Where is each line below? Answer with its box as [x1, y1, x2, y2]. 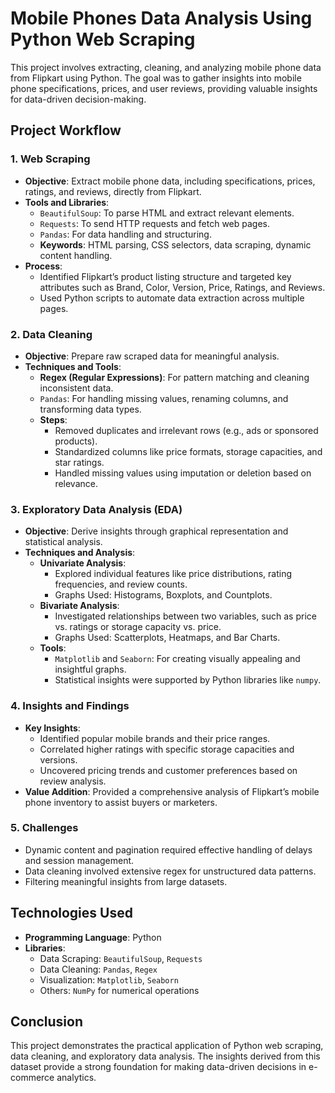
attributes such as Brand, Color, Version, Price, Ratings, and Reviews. [39, 281, 326, 293]
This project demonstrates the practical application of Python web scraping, [10, 1040, 324, 1052]
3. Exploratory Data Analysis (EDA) [10, 502, 183, 516]
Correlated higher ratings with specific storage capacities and [39, 743, 295, 755]
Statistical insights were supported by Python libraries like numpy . [54, 674, 322, 686]
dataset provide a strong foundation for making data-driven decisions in [10, 1061, 307, 1073]
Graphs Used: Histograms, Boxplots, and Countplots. [54, 589, 273, 601]
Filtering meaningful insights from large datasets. [24, 875, 228, 887]
